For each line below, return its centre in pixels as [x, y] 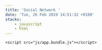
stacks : [14, 19]
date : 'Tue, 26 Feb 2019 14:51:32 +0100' [50, 15]
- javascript [28, 24]
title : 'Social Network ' [33, 10]
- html [21, 29]
